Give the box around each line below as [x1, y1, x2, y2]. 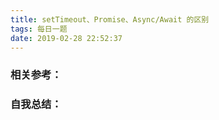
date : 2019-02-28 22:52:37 [10, 33, 123, 43]
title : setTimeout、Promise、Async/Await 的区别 [10, 14, 210, 25]
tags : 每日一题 [10, 24, 68, 34]
